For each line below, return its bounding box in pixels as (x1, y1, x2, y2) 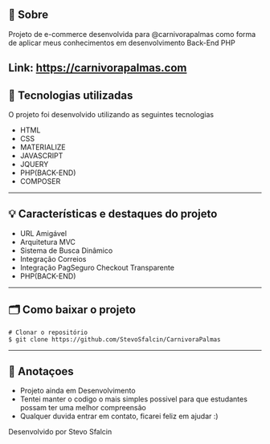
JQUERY (19, 160, 49, 169)
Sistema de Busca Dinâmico (19, 246, 113, 255)
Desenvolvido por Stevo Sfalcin (8, 427, 112, 437)
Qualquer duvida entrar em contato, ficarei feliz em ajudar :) (19, 411, 219, 422)
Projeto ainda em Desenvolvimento (19, 386, 136, 396)
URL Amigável (19, 228, 67, 238)
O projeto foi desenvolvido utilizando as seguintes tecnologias (8, 110, 215, 120)
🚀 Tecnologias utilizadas (8, 88, 133, 102)
